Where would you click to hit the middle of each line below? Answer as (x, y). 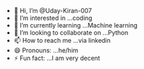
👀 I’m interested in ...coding (53, 18)
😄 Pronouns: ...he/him (46, 50)
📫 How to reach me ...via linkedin (62, 40)
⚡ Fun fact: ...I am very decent (57, 58)
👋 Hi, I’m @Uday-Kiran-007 (53, 11)
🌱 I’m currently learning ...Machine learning (75, 25)
